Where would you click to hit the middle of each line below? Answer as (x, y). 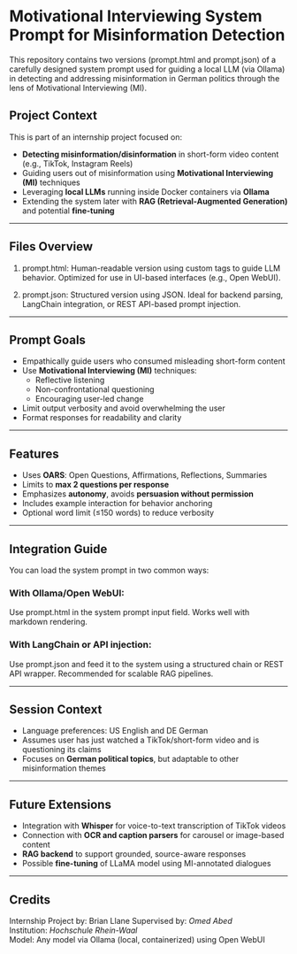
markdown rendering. (49, 622)
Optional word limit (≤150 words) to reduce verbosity (118, 513)
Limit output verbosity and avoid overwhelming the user (123, 408)
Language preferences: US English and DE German (115, 731)
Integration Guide (58, 549)
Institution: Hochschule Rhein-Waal (73, 930)
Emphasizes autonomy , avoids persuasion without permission (138, 494)
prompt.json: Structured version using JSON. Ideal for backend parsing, (152, 295)
